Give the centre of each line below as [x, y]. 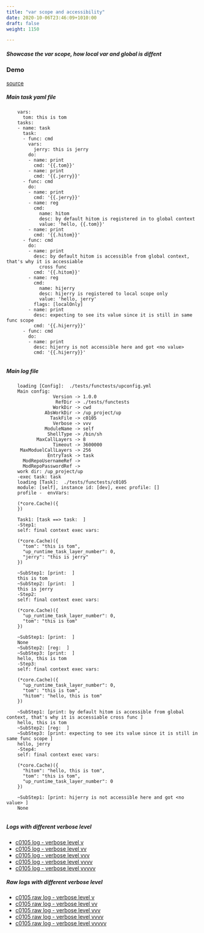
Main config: [34, 391]
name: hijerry [57, 288]
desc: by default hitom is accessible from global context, [111, 256]
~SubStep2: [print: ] [46, 584]
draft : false [23, 23]
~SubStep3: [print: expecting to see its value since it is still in [108, 733]
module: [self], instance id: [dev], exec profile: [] [89, 487]
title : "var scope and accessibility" [56, 12]
